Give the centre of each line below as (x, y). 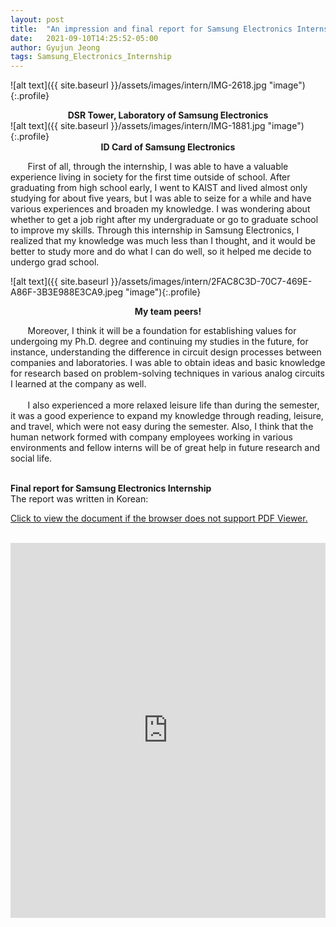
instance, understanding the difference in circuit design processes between (166, 352)
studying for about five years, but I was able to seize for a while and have (161, 198)
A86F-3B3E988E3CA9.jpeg (67, 292)
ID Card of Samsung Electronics (168, 147)
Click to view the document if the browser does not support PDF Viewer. (159, 518)
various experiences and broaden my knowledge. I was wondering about (160, 209)
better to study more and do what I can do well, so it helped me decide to (161, 252)
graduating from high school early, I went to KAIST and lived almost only (159, 188)
